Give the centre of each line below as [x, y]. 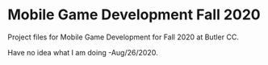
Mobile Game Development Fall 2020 [134, 15]
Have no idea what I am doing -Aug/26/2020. [83, 52]
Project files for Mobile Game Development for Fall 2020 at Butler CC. [123, 37]
